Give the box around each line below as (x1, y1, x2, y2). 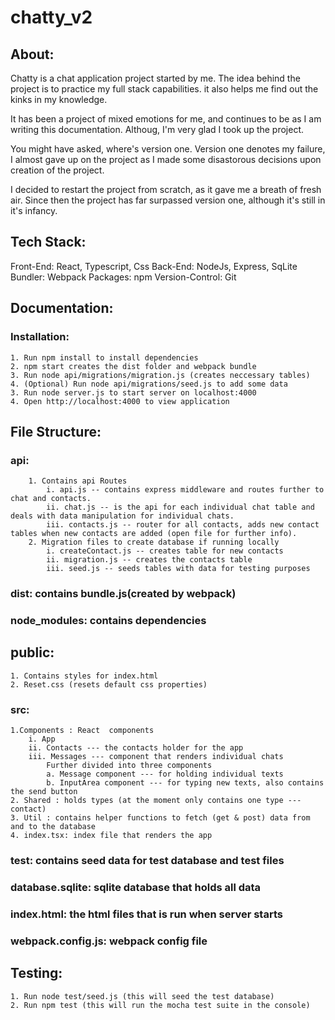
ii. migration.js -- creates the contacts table (46, 555, 253, 565)
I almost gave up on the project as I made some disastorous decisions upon (10, 154, 322, 165)
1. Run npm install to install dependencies (10, 352, 199, 363)
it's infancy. (10, 205, 58, 216)
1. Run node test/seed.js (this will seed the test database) (10, 991, 275, 1001)
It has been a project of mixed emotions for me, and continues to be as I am (10, 113, 322, 125)
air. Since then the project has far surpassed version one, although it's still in (10, 194, 326, 206)
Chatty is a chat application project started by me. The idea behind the (10, 72, 301, 84)
